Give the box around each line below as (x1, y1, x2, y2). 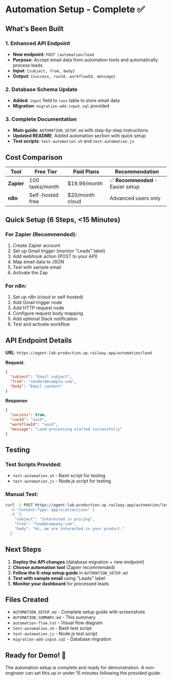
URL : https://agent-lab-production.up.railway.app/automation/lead (5, 350, 152, 356)
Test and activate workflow (12, 321, 70, 327)
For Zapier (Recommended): (5, 230, 77, 238)
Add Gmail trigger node (12, 300, 62, 306)
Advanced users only (110, 195, 161, 202)
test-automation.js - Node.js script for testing (12, 478, 111, 484)
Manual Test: (5, 491, 38, 498)
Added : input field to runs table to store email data (12, 97, 120, 103)
